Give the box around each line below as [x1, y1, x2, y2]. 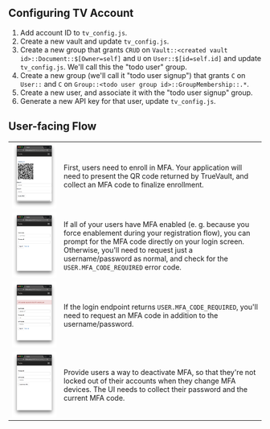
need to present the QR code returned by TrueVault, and [63, 171, 249, 181]
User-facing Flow [8, 120, 97, 134]
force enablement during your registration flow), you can [63, 229, 251, 238]
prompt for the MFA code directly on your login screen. [63, 237, 245, 246]
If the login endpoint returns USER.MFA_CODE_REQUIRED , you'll [63, 302, 259, 312]
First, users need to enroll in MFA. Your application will [63, 163, 243, 172]
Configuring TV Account [8, 6, 134, 20]
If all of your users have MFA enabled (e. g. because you [63, 220, 250, 229]
